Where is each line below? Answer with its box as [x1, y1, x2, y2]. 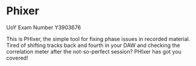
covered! [6, 54, 28, 61]
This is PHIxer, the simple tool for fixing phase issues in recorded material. [6, 35, 191, 42]
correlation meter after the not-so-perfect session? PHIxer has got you [6, 48, 182, 55]
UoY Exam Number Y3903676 [6, 24, 81, 31]
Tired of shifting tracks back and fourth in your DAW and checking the [6, 42, 180, 49]
